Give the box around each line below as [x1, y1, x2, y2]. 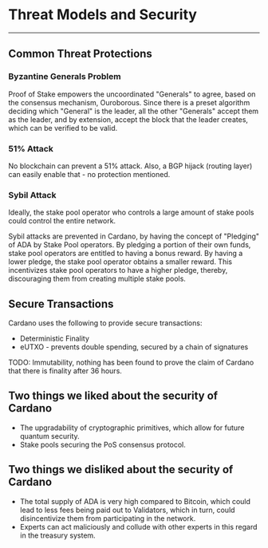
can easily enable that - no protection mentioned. [8, 169, 171, 179]
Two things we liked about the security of [8, 389, 218, 403]
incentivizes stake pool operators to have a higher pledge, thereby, [8, 266, 228, 275]
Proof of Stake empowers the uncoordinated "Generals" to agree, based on [8, 89, 256, 99]
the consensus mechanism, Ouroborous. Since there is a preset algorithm [8, 97, 250, 107]
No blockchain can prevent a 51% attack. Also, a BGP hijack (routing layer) [8, 161, 253, 171]
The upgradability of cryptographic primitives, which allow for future [19, 423, 245, 432]
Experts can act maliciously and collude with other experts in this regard [19, 522, 258, 531]
